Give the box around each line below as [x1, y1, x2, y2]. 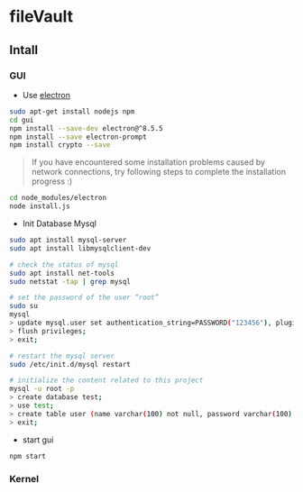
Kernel [9, 473, 40, 486]
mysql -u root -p [9, 385, 75, 394]
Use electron [22, 89, 70, 100]
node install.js [9, 202, 70, 211]
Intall [9, 42, 39, 58]
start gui [22, 434, 54, 445]
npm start [9, 451, 47, 460]
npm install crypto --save [9, 141, 111, 150]
